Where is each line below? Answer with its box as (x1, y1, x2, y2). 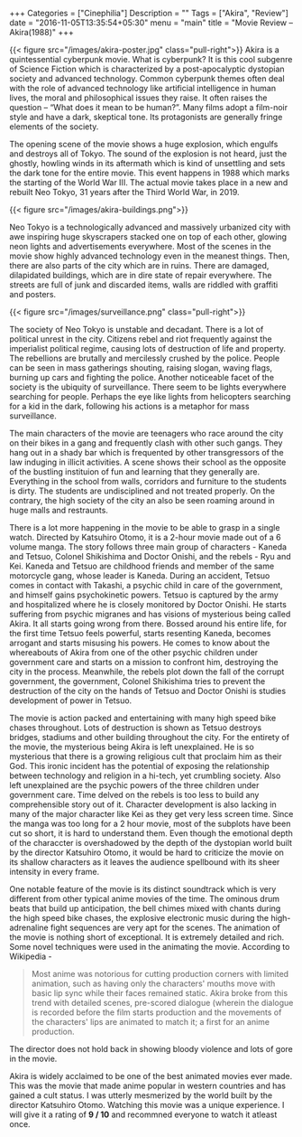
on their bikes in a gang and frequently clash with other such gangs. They (9, 437, 283, 448)
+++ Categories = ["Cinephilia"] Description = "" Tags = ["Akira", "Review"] (9, 8, 288, 18)
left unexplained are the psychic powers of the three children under (9, 780, 260, 790)
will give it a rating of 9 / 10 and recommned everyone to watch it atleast (9, 1109, 278, 1120)
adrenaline (9, 922, 49, 933)
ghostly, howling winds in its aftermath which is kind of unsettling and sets (9, 158, 286, 168)
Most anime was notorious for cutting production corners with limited (31, 969, 289, 979)
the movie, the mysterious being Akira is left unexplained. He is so (9, 741, 254, 752)
